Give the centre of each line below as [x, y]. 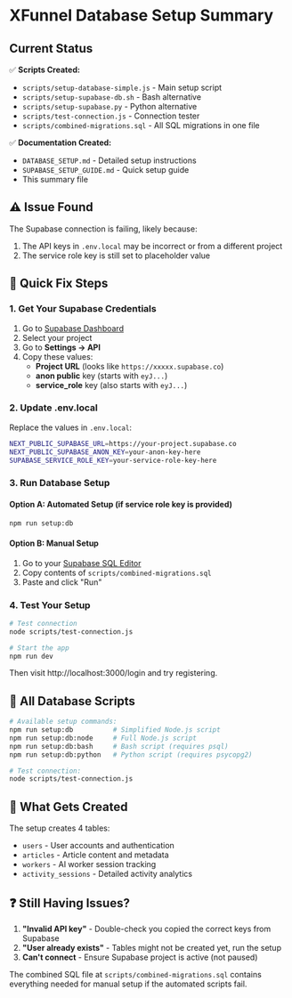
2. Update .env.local [53, 408]
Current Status [51, 49]
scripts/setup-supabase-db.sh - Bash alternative [112, 97]
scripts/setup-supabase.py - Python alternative [109, 106]
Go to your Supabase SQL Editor [81, 563]
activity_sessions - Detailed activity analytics [107, 874]
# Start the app [39, 648]
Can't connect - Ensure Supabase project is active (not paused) [140, 957]
